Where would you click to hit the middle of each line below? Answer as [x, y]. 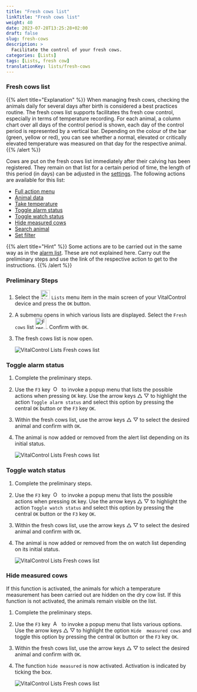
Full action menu [34, 191]
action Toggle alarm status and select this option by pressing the [94, 402]
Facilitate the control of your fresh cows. [67, 50]
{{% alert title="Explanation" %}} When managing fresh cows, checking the [98, 99]
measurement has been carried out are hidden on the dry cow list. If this [94, 594]
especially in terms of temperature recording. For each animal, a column [94, 118]
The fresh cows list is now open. [54, 338]
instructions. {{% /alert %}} [39, 265]
